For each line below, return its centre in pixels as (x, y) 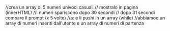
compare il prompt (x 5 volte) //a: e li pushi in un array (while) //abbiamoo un (85, 18)
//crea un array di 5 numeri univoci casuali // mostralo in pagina (72, 7)
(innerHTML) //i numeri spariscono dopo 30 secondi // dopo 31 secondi (80, 12)
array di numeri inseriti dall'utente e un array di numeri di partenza (75, 23)
